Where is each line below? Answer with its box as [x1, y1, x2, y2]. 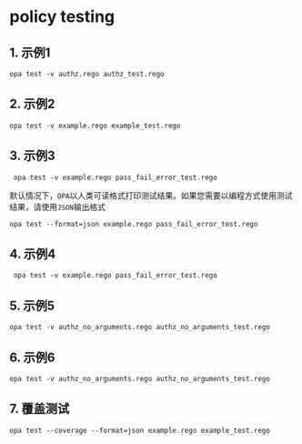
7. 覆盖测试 [9, 401, 70, 417]
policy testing [9, 6, 116, 27]
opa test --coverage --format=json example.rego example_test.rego [9, 426, 271, 435]
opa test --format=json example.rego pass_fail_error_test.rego [9, 219, 258, 228]
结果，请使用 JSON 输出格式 [9, 201, 106, 212]
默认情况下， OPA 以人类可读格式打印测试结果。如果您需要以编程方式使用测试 [9, 189, 293, 201]
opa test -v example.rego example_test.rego [9, 121, 181, 130]
